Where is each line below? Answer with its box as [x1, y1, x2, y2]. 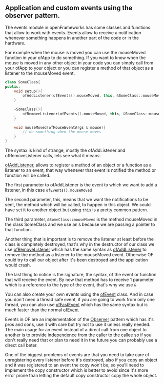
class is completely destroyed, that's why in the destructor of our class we [5, 242, 155, 247]
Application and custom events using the [5, 4, 133, 12]
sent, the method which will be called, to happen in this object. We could [5, 202, 151, 208]
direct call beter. [5, 343, 38, 348]
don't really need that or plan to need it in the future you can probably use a [5, 337, 158, 343]
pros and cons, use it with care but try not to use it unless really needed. [5, 322, 150, 327]
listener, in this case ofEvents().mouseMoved [5, 187, 92, 193]
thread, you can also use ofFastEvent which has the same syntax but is [5, 302, 148, 308]
